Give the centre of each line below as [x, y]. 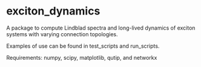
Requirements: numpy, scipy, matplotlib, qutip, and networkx [82, 57]
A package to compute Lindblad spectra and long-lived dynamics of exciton [101, 28]
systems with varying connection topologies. [62, 34]
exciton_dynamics [53, 11]
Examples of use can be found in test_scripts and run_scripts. [83, 46]
